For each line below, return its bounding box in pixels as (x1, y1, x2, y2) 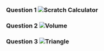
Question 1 (6, 6, 37, 14)
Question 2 (6, 21, 38, 29)
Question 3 (6, 37, 38, 45)
